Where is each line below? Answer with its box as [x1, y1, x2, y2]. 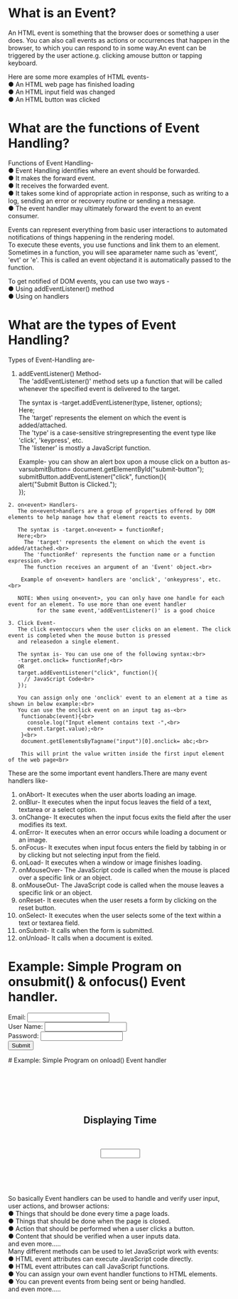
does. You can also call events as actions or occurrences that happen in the [8, 36, 230, 44]
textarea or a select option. [18, 805, 98, 813]
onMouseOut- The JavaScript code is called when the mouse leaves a [18, 880, 225, 889]
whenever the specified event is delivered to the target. [18, 384, 180, 392]
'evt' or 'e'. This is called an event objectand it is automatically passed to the [8, 255, 232, 264]
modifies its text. [18, 820, 67, 829]
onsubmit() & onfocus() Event [8, 974, 186, 990]
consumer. [8, 211, 40, 220]
